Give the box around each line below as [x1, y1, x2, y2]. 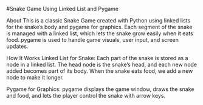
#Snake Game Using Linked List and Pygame [6, 5, 119, 12]
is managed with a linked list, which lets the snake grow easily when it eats [6, 30, 193, 37]
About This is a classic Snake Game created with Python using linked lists [6, 17, 190, 24]
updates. [6, 42, 29, 50]
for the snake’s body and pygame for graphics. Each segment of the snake [6, 24, 193, 30]
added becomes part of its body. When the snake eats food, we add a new [6, 67, 193, 75]
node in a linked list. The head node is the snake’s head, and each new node [6, 61, 198, 68]
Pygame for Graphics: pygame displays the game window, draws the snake [6, 86, 194, 93]
